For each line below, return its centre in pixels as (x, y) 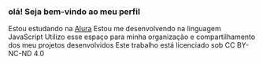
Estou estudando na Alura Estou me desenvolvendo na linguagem (115, 29)
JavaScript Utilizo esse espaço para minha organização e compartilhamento (132, 37)
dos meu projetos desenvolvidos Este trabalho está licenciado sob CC (122, 45)
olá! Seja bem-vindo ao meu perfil (74, 12)
